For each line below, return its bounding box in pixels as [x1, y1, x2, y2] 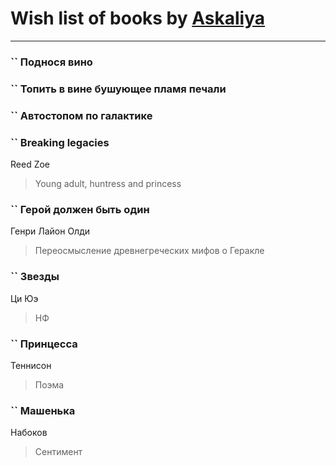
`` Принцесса [10, 337, 78, 351]
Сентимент [34, 446, 83, 458]
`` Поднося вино [10, 55, 93, 69]
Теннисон [10, 359, 52, 371]
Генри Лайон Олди [10, 225, 90, 237]
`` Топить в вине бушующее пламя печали [10, 82, 227, 96]
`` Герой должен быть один [10, 202, 150, 216]
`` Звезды [10, 270, 60, 284]
